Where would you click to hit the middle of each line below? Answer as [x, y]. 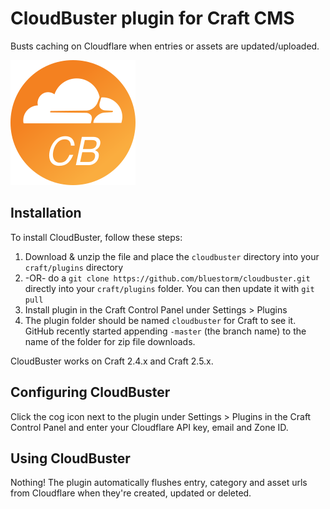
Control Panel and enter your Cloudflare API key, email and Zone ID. [149, 427]
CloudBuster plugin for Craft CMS [152, 18]
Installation [46, 213]
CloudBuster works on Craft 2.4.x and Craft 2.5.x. [112, 361]
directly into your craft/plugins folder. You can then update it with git [169, 288]
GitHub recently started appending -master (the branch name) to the [165, 331]
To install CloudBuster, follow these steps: [96, 237]
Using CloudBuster [70, 458]
